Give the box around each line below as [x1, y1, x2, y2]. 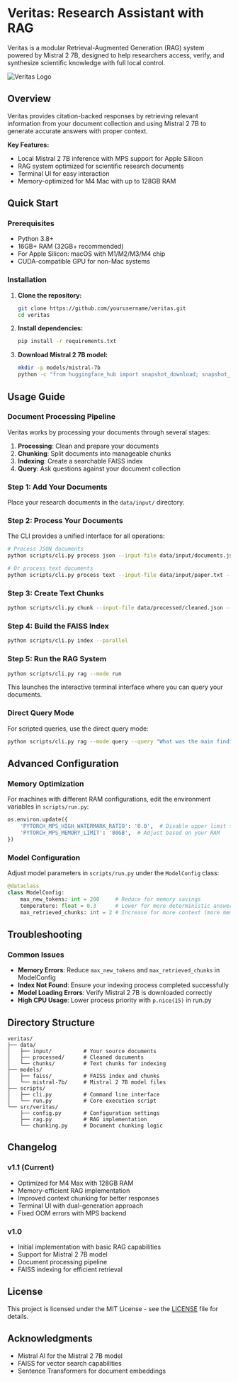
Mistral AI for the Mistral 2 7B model [17, 1352, 123, 1360]
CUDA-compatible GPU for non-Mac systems [17, 257, 150, 266]
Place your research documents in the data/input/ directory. [7, 498, 185, 507]
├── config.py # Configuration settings [20, 1109, 160, 1117]
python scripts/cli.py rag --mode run [7, 670, 122, 678]
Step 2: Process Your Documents [7, 516, 124, 526]
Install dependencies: [17, 324, 84, 332]
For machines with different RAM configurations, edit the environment [7, 795, 211, 804]
